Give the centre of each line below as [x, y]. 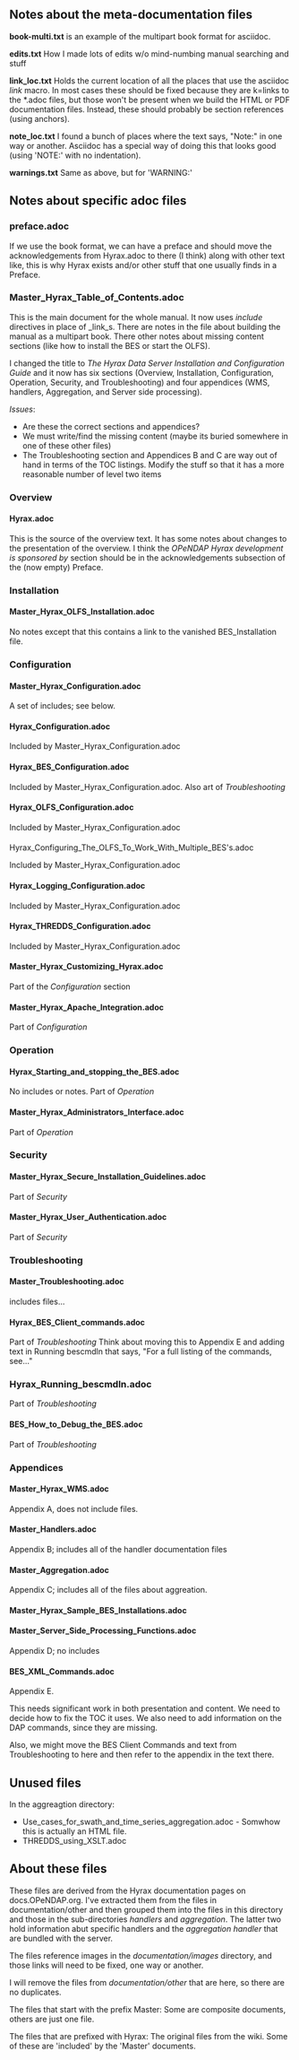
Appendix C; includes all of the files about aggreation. [108, 1590]
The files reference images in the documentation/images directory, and [141, 1955]
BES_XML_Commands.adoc [62, 1671]
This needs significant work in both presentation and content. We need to [145, 1708]
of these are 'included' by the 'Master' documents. [103, 2046]
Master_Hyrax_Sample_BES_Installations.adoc [98, 1610]
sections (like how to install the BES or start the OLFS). [110, 345]
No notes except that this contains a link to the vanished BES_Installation [143, 632]
